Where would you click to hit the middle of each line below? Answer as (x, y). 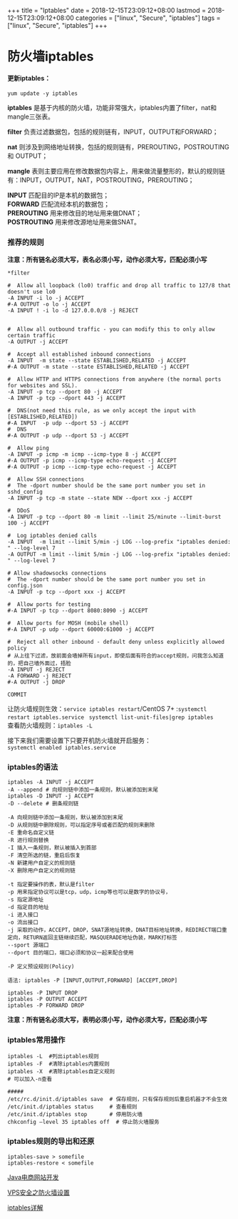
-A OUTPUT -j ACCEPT (38, 342)
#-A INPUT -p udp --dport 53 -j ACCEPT (68, 423)
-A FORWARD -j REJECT (40, 676)
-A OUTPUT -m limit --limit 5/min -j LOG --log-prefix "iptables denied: (119, 554)
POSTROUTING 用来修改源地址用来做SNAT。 (74, 222)
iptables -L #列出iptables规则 (53, 1057)
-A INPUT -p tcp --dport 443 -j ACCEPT (67, 398)
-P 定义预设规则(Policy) (41, 966)
